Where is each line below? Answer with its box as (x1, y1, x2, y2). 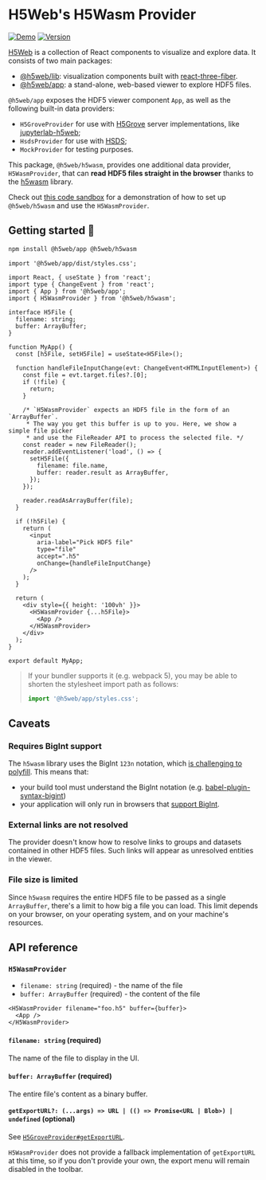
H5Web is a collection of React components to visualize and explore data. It (8, 47, 256, 57)
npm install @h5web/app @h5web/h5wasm (8, 245, 137, 253)
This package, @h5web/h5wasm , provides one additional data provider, (8, 159, 231, 169)
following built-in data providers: (8, 104, 115, 113)
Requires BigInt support (8, 740, 102, 751)
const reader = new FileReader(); (22, 441, 137, 449)
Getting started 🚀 (8, 224, 96, 237)
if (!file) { (22, 378, 66, 386)
